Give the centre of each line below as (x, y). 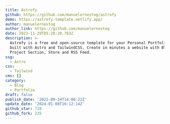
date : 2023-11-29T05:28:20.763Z (39, 33)
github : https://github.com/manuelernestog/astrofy (61, 15)
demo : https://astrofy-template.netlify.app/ (54, 19)
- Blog (17, 85)
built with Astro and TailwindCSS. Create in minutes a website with (84, 48)
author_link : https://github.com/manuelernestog (57, 29)
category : (16, 80)
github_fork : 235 (24, 114)
